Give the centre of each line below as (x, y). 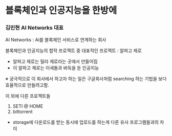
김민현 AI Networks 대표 (35, 28)
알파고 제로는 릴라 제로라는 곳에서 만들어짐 (55, 61)
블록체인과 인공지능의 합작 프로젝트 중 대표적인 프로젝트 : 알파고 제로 (73, 51)
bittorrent (23, 112)
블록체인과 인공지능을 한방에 (61, 10)
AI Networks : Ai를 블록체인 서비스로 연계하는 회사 (56, 40)
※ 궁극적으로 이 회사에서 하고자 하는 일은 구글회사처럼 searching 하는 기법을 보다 (86, 79)
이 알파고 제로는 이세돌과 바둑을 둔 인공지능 (56, 68)
